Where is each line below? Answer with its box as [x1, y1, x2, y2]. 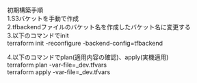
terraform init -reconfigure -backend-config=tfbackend [7, 39, 163, 47]
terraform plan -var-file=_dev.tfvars [7, 61, 107, 69]
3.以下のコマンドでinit [7, 31, 69, 39]
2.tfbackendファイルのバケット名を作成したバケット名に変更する [7, 23, 191, 31]
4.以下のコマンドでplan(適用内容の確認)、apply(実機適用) [7, 53, 169, 61]
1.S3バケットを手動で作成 [7, 14, 79, 22]
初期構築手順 [7, 6, 43, 14]
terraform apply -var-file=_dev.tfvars [7, 68, 111, 76]
